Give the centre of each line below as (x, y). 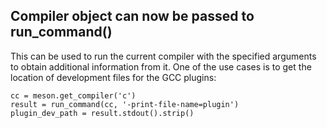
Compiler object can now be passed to (132, 16)
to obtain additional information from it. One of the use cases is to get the (161, 66)
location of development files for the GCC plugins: (113, 77)
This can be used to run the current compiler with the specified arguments (163, 56)
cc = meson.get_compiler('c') (73, 95)
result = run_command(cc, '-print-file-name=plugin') (125, 104)
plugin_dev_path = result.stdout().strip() (102, 113)
